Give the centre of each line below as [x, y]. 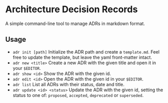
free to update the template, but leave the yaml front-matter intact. [82, 57]
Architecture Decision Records [72, 9]
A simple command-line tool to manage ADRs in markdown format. [75, 23]
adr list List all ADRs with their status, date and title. [68, 84]
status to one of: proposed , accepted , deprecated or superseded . [78, 95]
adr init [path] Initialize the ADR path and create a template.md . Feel [86, 51]
